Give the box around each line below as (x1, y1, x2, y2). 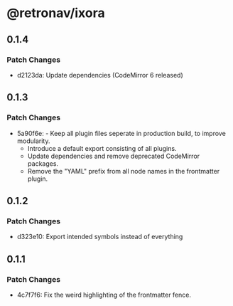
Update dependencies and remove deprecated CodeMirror (27, 152, 200, 160)
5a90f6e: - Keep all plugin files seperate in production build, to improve (16, 129, 227, 137)
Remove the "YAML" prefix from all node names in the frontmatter (27, 167, 220, 175)
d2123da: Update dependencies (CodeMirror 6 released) (16, 70, 184, 79)
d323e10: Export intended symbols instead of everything (16, 233, 183, 241)
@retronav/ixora (6, 5, 105, 21)
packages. (27, 159, 58, 168)
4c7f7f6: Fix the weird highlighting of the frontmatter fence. (16, 290, 191, 299)
